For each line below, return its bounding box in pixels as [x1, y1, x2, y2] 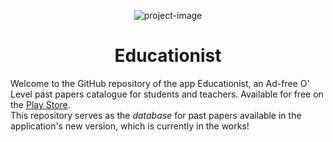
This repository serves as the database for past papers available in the [10, 109, 302, 121]
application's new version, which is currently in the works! [10, 120, 250, 132]
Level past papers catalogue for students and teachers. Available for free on [10, 88, 324, 100]
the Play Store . [10, 98, 71, 110]
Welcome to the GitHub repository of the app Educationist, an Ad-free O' [10, 77, 310, 89]
